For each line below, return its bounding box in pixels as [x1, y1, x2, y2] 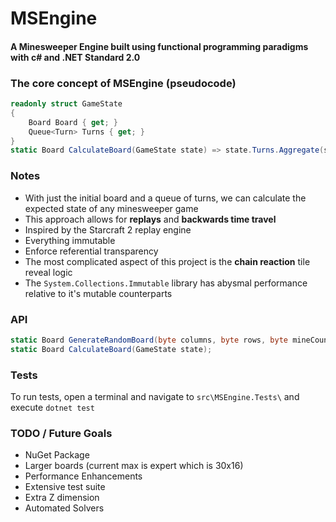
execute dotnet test [10, 401, 95, 413]
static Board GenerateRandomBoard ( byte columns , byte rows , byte [10, 335, 288, 345]
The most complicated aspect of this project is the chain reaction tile [24, 255, 311, 267]
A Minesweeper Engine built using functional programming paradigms [10, 40, 309, 52]
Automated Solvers [24, 502, 105, 514]
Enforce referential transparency [24, 245, 159, 257]
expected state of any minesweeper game [24, 202, 199, 214]
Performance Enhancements [24, 470, 143, 482]
